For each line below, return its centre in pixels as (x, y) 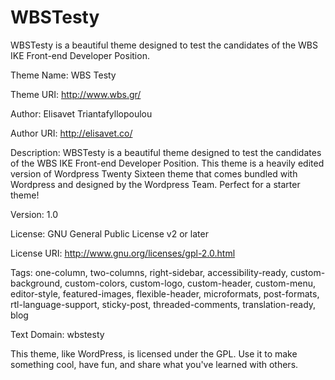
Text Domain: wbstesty (57, 334)
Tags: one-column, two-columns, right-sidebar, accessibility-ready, (149, 272)
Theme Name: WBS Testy (63, 75)
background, (36, 283)
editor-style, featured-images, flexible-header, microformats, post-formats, (165, 293)
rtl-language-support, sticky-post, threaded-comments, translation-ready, (163, 304)
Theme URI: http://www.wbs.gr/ (76, 94)
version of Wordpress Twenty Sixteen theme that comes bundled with (154, 173)
